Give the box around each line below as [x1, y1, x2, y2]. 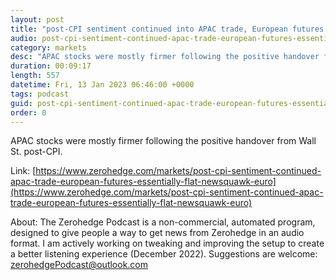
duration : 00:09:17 [10, 61, 92, 71]
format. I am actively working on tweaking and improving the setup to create [10, 237, 325, 250]
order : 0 [10, 107, 47, 118]
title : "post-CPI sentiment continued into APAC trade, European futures [10, 24, 325, 34]
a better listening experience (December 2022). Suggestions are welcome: [10, 248, 318, 260]
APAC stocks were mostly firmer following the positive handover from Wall [10, 135, 317, 147]
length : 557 [10, 71, 60, 81]
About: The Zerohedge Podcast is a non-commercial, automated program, [10, 216, 316, 228]
